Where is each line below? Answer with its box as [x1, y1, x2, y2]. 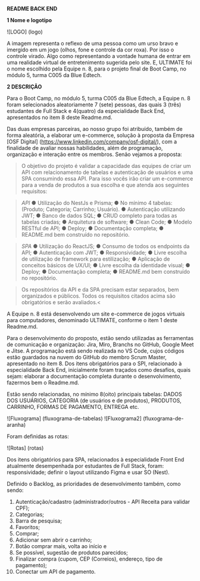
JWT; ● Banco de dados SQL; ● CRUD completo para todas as [21, 212, 177, 219]
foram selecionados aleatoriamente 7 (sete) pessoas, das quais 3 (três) [7, 101, 182, 108]
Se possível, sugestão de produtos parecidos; [15, 549, 129, 556]
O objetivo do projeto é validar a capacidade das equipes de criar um [21, 163, 191, 169]
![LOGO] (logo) [7, 28, 43, 35]
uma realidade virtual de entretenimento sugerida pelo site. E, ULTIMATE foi [7, 59, 192, 66]
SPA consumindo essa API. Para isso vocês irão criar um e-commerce [21, 175, 193, 182]
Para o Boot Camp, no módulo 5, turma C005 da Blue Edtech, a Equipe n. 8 [7, 95, 191, 102]
